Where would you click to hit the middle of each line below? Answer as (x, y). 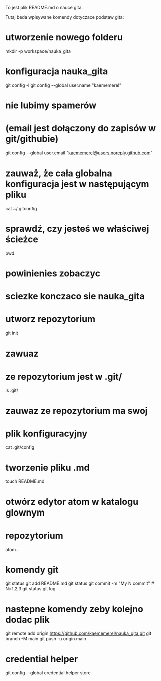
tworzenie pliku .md (47, 468)
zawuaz (22, 354)
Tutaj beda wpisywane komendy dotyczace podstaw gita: (65, 17)
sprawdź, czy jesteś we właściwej (77, 229)
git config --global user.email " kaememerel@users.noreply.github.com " (79, 153)
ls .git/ (12, 390)
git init (12, 333)
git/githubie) (32, 139)
